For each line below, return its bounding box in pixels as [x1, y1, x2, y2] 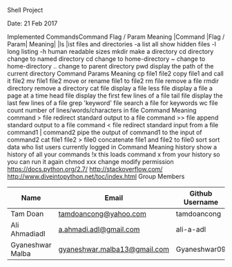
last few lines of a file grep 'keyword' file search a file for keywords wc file [7, 99, 219, 107]
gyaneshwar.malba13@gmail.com [58, 245, 170, 254]
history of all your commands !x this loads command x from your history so [7, 150, 220, 158]
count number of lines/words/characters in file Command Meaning [7, 107, 197, 114]
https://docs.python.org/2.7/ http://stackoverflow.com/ [7, 165, 163, 173]
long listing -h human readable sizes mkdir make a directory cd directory [7, 48, 214, 55]
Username [183, 197, 219, 207]
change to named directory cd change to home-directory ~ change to [7, 55, 206, 63]
